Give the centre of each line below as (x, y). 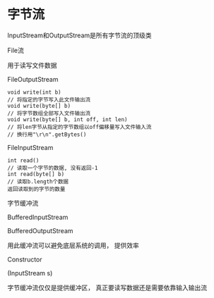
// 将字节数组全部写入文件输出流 (49, 113)
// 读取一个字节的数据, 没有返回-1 (53, 168)
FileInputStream (30, 147)
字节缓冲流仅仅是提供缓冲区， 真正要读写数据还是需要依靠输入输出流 (107, 287)
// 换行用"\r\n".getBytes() (47, 135)
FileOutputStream (33, 79)
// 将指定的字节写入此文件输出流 (49, 99)
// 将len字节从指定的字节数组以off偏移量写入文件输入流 (79, 127)
